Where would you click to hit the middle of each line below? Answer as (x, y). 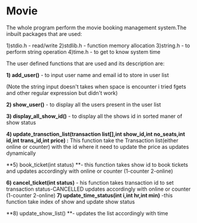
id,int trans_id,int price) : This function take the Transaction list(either (92, 140)
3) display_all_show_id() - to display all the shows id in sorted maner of (94, 116)
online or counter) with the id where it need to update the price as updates (98, 146)
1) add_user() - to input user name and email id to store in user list (87, 75)
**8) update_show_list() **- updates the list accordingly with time (87, 213)
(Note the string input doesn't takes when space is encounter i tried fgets (96, 86)
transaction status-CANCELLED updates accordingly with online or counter (98, 189)
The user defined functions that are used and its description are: (85, 63)
